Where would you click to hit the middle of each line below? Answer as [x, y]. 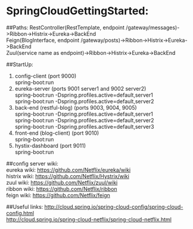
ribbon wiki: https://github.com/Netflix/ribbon [62, 188]
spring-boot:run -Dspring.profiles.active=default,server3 [84, 126]
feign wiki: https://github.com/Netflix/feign [58, 195]
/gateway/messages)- [153, 27]
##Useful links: [25, 206]
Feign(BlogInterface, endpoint [43, 40]
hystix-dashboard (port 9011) [50, 146]
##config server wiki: [32, 163]
